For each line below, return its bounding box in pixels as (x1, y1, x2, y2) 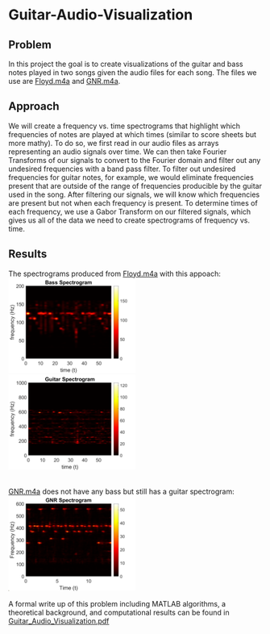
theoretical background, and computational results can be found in (8, 607, 230, 617)
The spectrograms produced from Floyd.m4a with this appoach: (8, 269, 222, 278)
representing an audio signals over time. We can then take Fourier (8, 147, 227, 156)
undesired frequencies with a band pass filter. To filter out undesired (8, 164, 236, 173)
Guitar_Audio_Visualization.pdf (8, 615, 110, 626)
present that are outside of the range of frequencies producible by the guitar (8, 181, 262, 190)
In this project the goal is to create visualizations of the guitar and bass (8, 59, 243, 69)
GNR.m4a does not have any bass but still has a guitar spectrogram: (8, 486, 235, 496)
